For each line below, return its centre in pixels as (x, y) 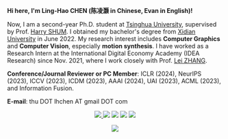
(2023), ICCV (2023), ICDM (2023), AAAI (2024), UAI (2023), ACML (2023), (114, 81)
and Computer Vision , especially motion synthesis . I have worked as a (108, 46)
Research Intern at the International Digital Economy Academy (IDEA (103, 53)
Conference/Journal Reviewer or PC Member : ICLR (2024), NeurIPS (104, 74)
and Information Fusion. (40, 88)
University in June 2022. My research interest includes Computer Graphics (114, 39)
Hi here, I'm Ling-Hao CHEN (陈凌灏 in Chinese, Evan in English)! (100, 11)
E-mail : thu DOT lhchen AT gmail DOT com (67, 101)
